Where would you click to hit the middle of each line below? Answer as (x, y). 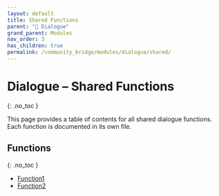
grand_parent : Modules (40, 33)
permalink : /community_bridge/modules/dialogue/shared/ (89, 53)
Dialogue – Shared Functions (91, 87)
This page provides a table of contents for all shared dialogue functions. (110, 119)
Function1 (31, 178)
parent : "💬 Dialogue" (38, 26)
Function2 (31, 186)
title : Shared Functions (43, 20)
